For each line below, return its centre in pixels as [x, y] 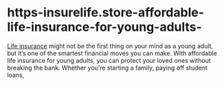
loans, [16, 75]
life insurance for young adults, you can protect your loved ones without [109, 60]
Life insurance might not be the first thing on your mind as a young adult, [110, 46]
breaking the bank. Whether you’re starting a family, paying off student [108, 68]
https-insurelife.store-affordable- [106, 13]
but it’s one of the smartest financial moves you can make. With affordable [112, 53]
